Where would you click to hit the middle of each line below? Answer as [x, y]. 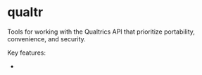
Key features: [26, 53]
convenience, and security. [46, 39]
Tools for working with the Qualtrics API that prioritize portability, [101, 32]
